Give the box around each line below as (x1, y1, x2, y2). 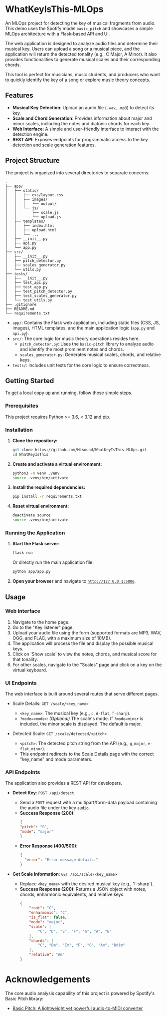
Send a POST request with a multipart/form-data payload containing (19, 800, 158, 806)
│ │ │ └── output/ (5, 201, 57, 206)
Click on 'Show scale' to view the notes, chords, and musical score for (12, 651, 157, 657)
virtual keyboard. (12, 667, 47, 673)
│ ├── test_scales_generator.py (5, 293, 77, 298)
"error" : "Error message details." (24, 857, 99, 862)
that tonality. (12, 656, 38, 662)
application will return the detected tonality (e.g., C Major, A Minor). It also (5, 51, 157, 57)
